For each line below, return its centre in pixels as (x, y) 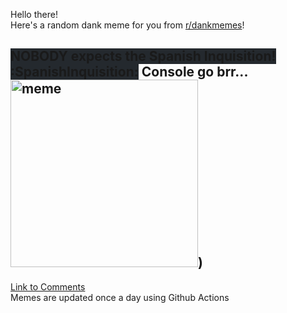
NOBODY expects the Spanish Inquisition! (143, 56)
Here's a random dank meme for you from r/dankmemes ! (127, 25)
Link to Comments (48, 286)
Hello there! (34, 14)
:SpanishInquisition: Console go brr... (129, 72)
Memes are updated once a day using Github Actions (120, 297)
